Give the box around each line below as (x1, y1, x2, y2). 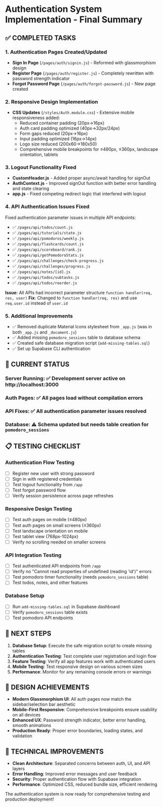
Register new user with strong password (12, 470, 95, 476)
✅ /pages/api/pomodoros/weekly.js (12, 235, 84, 241)
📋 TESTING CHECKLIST (5, 442, 81, 450)
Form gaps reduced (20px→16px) (19, 131, 88, 136)
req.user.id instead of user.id (5, 300, 68, 306)
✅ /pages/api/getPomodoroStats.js (12, 252, 84, 258)
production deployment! (5, 796, 54, 802)
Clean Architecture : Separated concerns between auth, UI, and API (12, 761, 151, 766)
